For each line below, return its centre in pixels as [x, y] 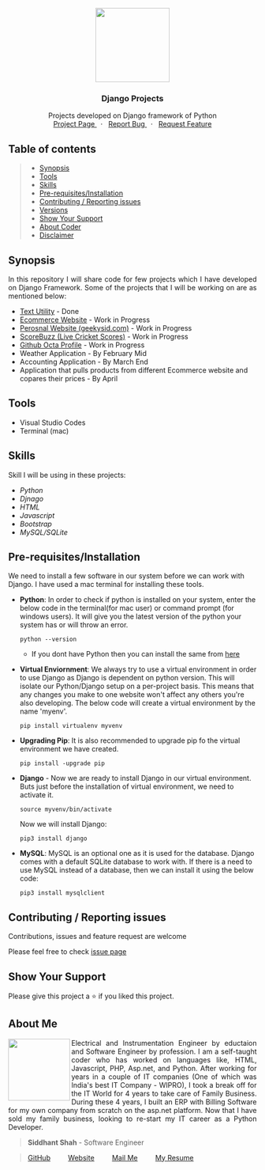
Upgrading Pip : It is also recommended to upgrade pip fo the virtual [130, 740]
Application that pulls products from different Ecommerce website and [134, 370]
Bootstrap [36, 524]
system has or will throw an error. [74, 625]
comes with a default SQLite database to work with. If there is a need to [136, 861]
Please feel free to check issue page [67, 952]
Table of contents [52, 149]
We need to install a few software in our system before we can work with [126, 576]
